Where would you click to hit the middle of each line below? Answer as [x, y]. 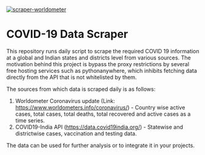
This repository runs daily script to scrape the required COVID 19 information [103, 51]
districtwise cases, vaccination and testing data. [76, 133]
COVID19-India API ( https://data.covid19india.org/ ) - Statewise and [99, 127]
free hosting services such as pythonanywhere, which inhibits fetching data [102, 70]
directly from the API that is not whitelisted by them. [72, 77]
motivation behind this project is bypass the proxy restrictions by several [98, 64]
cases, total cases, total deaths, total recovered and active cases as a [103, 114]
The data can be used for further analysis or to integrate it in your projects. [100, 145]
